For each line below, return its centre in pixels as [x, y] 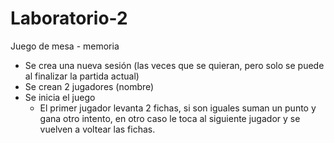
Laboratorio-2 [69, 18]
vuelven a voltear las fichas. [97, 129]
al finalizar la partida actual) [82, 76]
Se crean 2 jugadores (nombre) [89, 86]
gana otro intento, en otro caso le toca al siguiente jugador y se [170, 118]
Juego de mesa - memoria [65, 46]
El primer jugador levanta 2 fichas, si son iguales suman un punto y [178, 108]
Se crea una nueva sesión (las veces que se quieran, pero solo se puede [174, 65]
